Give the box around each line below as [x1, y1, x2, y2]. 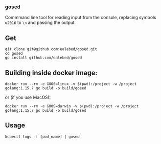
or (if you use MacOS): [5, 94, 51, 100]
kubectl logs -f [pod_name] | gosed [5, 134, 80, 139]
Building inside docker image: [5, 68, 98, 77]
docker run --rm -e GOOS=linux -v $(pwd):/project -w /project [5, 82, 137, 86]
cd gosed [5, 51, 23, 56]
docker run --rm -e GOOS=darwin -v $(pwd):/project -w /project [5, 103, 139, 108]
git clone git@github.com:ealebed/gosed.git [5, 47, 97, 52]
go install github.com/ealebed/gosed [5, 55, 82, 61]
